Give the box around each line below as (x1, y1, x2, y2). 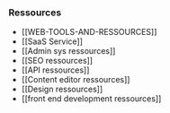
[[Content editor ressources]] (21, 74, 130, 85)
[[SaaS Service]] (21, 36, 83, 47)
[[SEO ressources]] (21, 56, 94, 66)
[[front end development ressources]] (21, 93, 162, 104)
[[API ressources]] (21, 65, 90, 75)
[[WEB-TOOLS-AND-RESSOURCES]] (21, 27, 157, 38)
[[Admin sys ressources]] (21, 46, 116, 56)
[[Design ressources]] (21, 83, 103, 95)
